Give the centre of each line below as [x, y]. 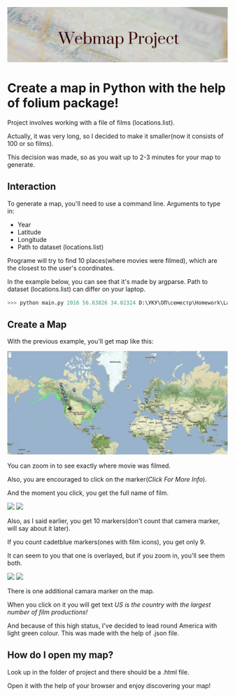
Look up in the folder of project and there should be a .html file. [98, 672]
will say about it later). [39, 528]
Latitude [29, 232]
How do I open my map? [60, 655]
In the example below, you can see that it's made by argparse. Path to [108, 281]
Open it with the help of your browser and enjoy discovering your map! [109, 685]
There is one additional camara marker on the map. [81, 591]
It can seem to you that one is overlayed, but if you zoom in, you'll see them [116, 555]
